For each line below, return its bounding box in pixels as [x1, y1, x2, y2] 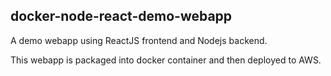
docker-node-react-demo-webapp [10, 8, 233, 25]
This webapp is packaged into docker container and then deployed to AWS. [10, 54, 322, 66]
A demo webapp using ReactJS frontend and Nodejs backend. [10, 34, 268, 46]
